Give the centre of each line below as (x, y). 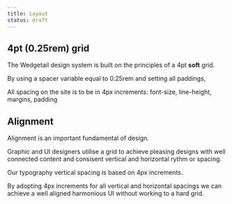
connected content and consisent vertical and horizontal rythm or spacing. (114, 159)
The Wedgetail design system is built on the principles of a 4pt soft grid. (111, 65)
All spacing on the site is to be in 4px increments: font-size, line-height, (109, 92)
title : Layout (28, 14)
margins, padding (32, 100)
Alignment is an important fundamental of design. (78, 138)
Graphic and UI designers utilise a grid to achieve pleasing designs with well (116, 152)
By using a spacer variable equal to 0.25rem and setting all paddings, (107, 79)
